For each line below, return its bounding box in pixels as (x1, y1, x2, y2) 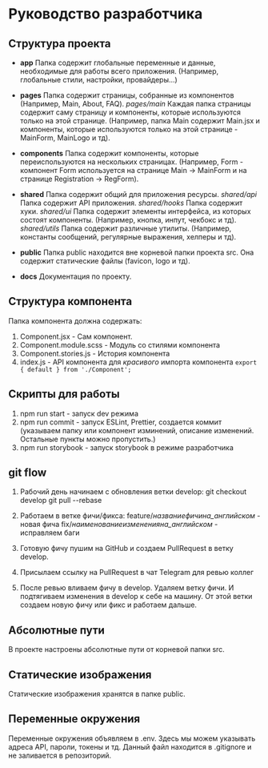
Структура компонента (8, 295, 133, 308)
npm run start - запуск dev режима (19, 408, 138, 418)
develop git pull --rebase (19, 496, 102, 505)
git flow (8, 466, 47, 480)
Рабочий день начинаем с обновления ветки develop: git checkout (19, 487, 247, 497)
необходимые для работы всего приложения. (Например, (19, 66, 219, 76)
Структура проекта (8, 37, 111, 50)
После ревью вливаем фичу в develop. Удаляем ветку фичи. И (19, 583, 234, 593)
